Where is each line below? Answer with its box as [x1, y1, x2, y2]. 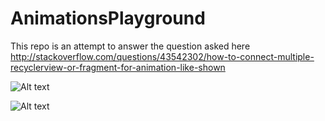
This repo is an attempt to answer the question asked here [10, 40, 251, 52]
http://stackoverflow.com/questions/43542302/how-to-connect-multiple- [10, 50, 315, 62]
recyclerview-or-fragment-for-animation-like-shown [10, 61, 226, 73]
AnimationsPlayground [10, 7, 206, 30]
